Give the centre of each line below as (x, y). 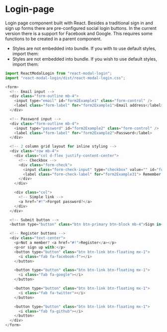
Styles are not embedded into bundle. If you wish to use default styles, (85, 59)
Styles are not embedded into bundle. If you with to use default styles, (84, 48)
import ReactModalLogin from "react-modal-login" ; (59, 73)
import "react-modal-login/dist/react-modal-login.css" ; (65, 78)
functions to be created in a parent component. (53, 39)
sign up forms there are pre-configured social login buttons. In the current (81, 28)
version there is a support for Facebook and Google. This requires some (79, 33)
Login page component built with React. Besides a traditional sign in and (79, 23)
